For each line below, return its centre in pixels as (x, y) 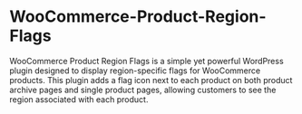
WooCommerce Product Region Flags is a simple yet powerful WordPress (146, 61)
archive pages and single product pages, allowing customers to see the (143, 90)
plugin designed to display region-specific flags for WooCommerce (135, 71)
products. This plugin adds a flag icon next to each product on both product (151, 80)
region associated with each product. (79, 99)
